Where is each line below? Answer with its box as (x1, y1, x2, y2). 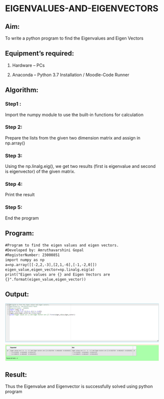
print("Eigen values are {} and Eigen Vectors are (5, 272, 110, 277)
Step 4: (5, 181, 23, 188)
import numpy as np (5, 257, 45, 262)
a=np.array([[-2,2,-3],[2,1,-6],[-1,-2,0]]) (5, 262, 97, 267)
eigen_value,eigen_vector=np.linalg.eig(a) (5, 267, 95, 272)
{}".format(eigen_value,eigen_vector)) (5, 277, 86, 282)
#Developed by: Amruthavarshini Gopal (5, 247, 84, 253)
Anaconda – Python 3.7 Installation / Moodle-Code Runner (12, 72, 129, 78)
